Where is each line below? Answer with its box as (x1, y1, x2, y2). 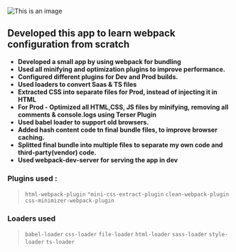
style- (208, 231, 229, 238)
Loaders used (7, 214, 56, 224)
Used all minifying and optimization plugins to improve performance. (17, 65, 226, 73)
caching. (17, 132, 45, 142)
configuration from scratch (7, 38, 130, 51)
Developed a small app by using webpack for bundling (17, 57, 181, 65)
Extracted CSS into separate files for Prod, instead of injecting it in (17, 88, 218, 96)
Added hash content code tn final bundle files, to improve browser (17, 125, 218, 134)
